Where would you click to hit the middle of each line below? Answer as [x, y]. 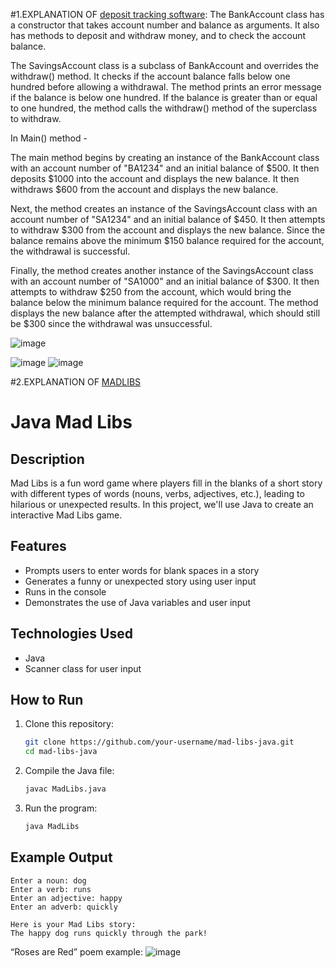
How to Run [47, 700]
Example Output [61, 857]
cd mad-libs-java [61, 752]
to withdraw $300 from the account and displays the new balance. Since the [168, 230]
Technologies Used [71, 634]
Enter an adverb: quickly [64, 907]
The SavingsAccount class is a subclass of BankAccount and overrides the [164, 65]
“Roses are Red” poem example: [76, 951]
